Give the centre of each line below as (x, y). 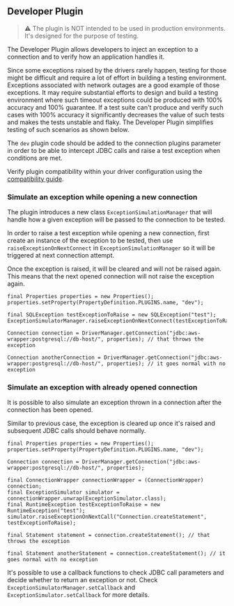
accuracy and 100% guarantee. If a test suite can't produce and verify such (116, 107)
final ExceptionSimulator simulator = (63, 493)
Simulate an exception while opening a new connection (102, 197)
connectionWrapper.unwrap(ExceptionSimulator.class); (87, 498)
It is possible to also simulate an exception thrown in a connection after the (114, 402)
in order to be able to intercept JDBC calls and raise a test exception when (114, 150)
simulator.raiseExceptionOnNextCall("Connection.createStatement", (107, 517)
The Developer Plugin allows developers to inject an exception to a (103, 49)
